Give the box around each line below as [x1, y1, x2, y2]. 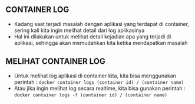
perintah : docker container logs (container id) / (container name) [14, 78, 184, 85]
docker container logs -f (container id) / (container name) [14, 92, 168, 98]
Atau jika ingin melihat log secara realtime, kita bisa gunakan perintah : [14, 84, 186, 92]
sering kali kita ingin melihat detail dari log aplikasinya [14, 27, 145, 34]
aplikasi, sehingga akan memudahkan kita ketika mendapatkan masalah [14, 39, 188, 46]
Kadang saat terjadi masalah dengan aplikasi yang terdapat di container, [14, 20, 190, 27]
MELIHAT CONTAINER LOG [5, 56, 105, 67]
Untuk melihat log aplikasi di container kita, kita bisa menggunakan [14, 72, 177, 79]
